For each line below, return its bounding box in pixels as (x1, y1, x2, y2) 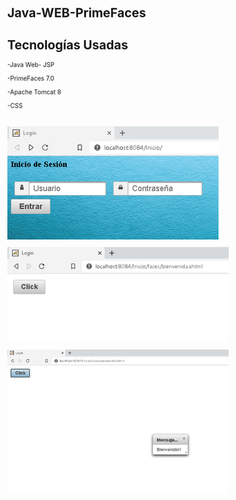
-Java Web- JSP (7, 61, 55, 69)
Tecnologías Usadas (7, 37, 129, 54)
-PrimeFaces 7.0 (7, 74, 55, 82)
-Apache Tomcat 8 (7, 88, 62, 96)
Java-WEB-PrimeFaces (7, 5, 146, 21)
